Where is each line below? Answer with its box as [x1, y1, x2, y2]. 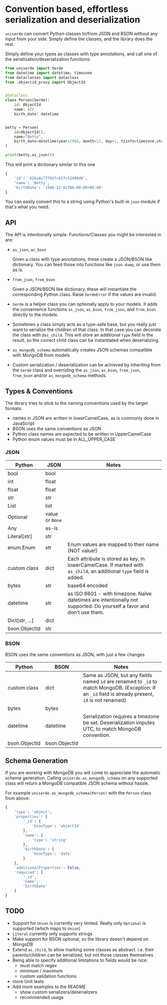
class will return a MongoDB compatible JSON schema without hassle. [5, 780, 150, 786]
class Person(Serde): [5, 98, 50, 103]
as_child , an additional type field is [68, 568, 149, 575]
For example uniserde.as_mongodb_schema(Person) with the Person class [5, 790, 152, 796]
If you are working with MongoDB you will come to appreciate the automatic [5, 770, 161, 776]
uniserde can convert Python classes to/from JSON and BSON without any [5, 30, 158, 36]
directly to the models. [12, 312, 59, 318]
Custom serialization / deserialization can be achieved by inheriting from [12, 362, 161, 368]
